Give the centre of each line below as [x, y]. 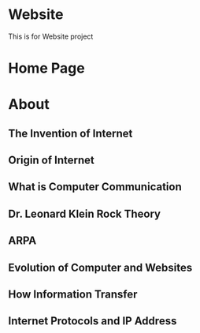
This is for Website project [51, 36]
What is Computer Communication [95, 187]
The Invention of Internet [70, 133]
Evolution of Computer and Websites [100, 267]
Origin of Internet [51, 161]
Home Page [46, 68]
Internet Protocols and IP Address [93, 321]
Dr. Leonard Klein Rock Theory [85, 213]
